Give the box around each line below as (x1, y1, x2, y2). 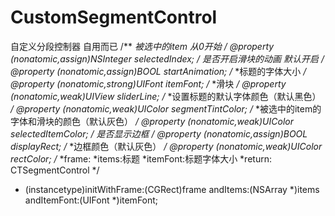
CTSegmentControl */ (10, 164, 100, 176)
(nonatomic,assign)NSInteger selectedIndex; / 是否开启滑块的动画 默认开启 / (10, 52, 325, 65)
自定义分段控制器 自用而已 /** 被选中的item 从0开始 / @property (10, 40, 275, 52)
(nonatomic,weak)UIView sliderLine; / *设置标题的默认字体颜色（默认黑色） (10, 90, 322, 102)
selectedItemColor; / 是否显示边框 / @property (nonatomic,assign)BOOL (10, 127, 308, 140)
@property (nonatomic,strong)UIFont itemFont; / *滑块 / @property (10, 77, 287, 90)
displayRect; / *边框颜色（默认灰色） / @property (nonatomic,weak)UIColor (10, 140, 323, 152)
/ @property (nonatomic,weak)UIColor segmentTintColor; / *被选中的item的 (10, 102, 322, 115)
